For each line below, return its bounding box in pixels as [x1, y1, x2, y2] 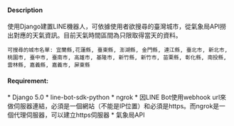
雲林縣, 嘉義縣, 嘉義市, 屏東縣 [7, 62, 90, 69]
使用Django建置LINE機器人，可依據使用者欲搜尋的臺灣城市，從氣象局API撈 [7, 22, 226, 31]
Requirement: [7, 76, 49, 85]
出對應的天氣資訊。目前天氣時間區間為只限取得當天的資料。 [7, 31, 182, 40]
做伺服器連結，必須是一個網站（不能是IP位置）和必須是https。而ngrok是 [7, 102, 220, 110]
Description [7, 6, 43, 14]
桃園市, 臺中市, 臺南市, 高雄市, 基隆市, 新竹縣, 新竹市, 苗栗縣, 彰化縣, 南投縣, [7, 54, 227, 62]
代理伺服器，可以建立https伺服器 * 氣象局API [13, 110, 145, 120]
